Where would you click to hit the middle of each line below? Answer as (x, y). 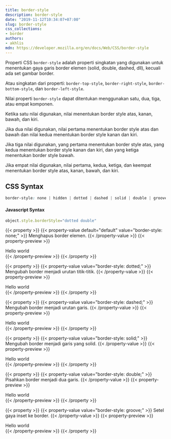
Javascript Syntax (25, 210)
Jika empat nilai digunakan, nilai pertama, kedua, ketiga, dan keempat (78, 165)
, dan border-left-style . (59, 88)
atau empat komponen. (30, 104)
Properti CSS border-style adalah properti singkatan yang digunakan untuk (84, 62)
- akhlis (15, 43)
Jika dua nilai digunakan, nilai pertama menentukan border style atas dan (82, 129)
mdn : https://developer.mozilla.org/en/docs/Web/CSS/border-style (77, 48)
